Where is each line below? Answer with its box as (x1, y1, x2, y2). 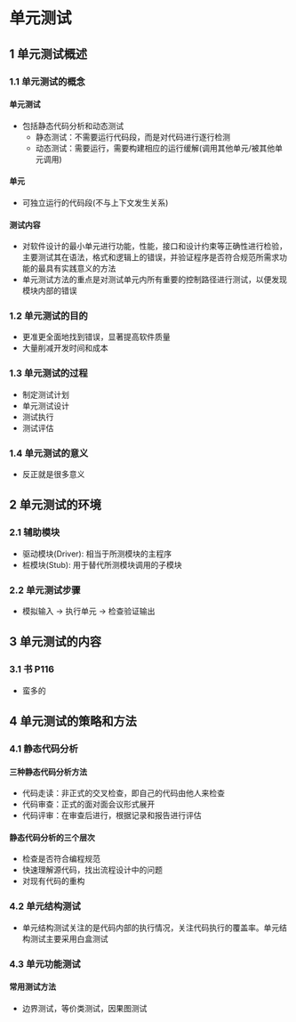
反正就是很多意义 (21, 469, 85, 479)
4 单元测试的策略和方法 (9, 714, 138, 729)
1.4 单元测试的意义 (9, 447, 89, 459)
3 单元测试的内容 (9, 634, 102, 650)
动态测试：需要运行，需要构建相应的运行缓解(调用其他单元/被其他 (35, 142, 276, 153)
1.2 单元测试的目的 (9, 310, 89, 322)
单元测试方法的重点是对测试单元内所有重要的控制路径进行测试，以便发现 (21, 274, 287, 285)
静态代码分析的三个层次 (9, 831, 95, 842)
